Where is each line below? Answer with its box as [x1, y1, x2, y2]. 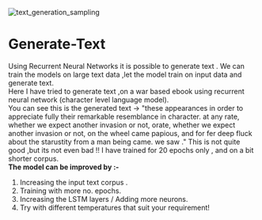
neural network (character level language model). [8, 95, 169, 104]
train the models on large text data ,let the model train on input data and [8, 70, 242, 79]
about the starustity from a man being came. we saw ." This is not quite [8, 137, 241, 146]
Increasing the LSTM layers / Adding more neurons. [19, 194, 188, 203]
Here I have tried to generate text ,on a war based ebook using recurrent [8, 86, 245, 96]
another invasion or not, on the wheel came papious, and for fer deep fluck [8, 128, 253, 138]
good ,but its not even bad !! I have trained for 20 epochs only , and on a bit [8, 145, 254, 154]
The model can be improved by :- [8, 162, 120, 172]
